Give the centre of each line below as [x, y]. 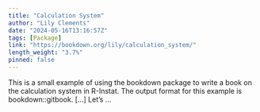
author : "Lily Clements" [49, 23]
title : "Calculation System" [56, 15]
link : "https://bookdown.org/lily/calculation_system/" [102, 45]
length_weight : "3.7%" [46, 52]
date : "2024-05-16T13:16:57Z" [58, 30]
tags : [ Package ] [35, 38]
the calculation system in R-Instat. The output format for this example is [125, 91]
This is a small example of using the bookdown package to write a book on [130, 82]
